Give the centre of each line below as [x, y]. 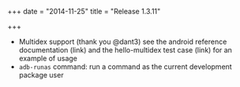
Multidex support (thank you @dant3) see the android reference [123, 42]
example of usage [48, 58]
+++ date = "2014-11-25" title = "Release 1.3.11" [84, 11]
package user [41, 75]
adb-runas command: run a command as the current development [125, 67]
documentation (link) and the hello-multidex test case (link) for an [125, 50]
